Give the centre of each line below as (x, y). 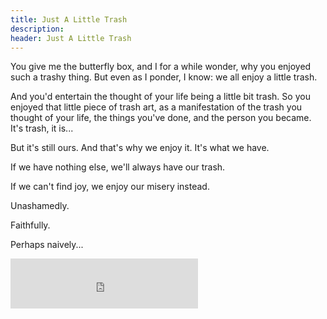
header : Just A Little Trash (71, 38)
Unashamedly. (40, 206)
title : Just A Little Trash (69, 19)
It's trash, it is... (42, 128)
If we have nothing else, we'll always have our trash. (118, 167)
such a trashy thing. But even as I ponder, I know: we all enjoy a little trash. (164, 77)
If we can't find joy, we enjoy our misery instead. (110, 187)
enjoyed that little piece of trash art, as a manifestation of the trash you (156, 107)
